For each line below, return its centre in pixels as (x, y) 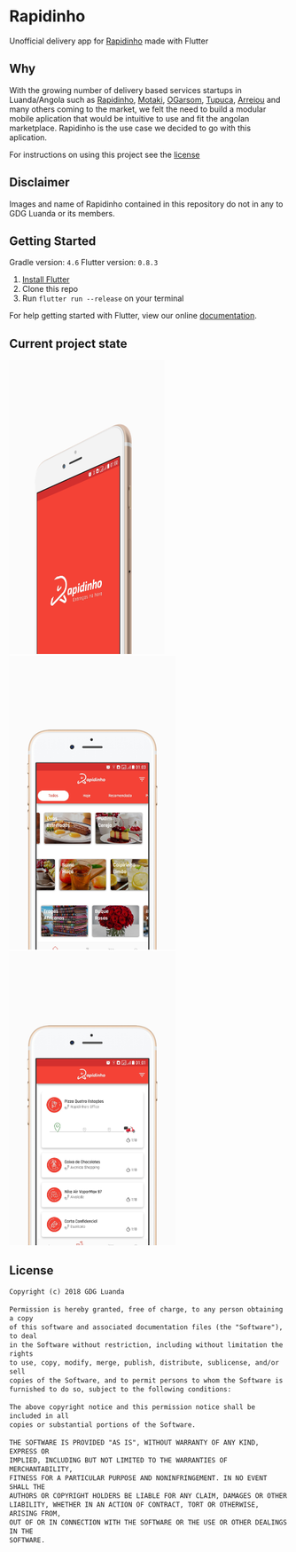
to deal (23, 1336)
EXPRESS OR (29, 1452)
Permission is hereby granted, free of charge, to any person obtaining (146, 1310)
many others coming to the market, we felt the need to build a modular (138, 109)
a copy (21, 1319)
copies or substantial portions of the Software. (103, 1425)
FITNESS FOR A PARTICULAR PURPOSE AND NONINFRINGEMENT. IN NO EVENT (138, 1478)
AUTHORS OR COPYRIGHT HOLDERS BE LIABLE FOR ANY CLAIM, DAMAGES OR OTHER (148, 1496)
